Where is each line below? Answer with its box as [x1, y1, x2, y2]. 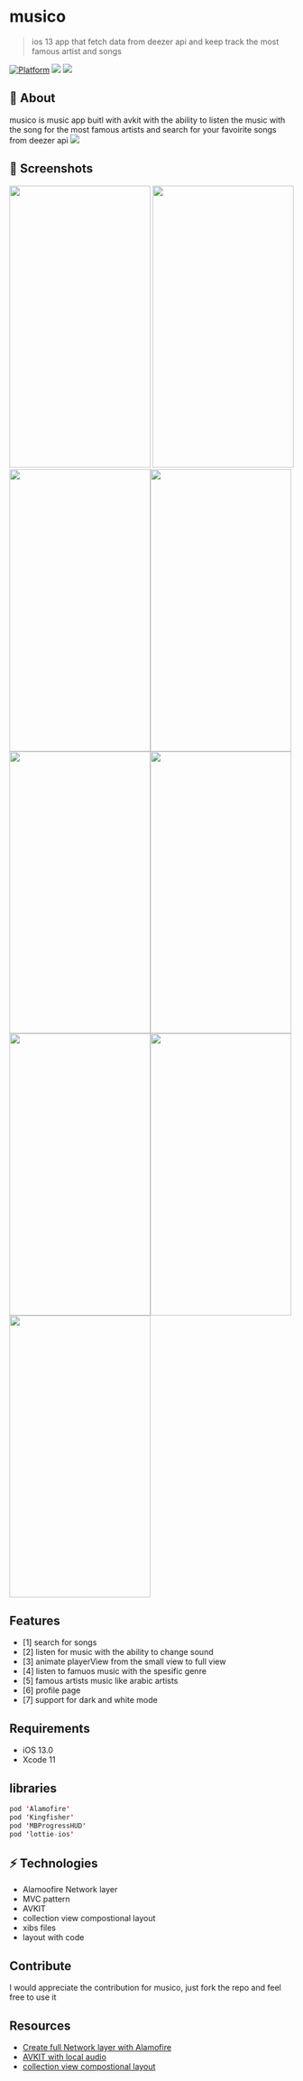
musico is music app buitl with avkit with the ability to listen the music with [9, 115, 286, 125]
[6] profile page [22, 1685, 81, 1696]
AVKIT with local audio [22, 2051, 106, 2062]
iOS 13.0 [22, 1744, 54, 1756]
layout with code [22, 1932, 85, 1943]
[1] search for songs [22, 1637, 97, 1648]
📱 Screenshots [9, 161, 94, 177]
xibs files [22, 1922, 57, 1933]
